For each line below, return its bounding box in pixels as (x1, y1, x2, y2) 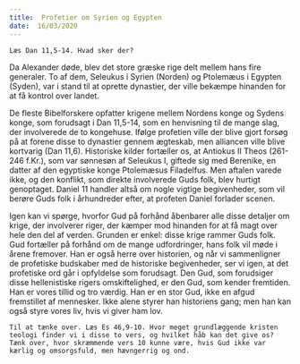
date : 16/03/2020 (9, 21, 78, 30)
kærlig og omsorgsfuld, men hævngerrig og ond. (9, 346, 191, 355)
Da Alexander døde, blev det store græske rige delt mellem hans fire (9, 62, 261, 72)
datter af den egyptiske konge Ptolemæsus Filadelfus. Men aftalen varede (9, 165, 282, 175)
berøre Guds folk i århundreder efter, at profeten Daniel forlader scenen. (9, 193, 276, 204)
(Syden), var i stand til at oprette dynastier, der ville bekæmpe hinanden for (9, 80, 287, 91)
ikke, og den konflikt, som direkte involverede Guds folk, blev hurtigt (9, 174, 261, 184)
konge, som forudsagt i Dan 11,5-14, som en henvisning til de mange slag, (9, 117, 280, 128)
